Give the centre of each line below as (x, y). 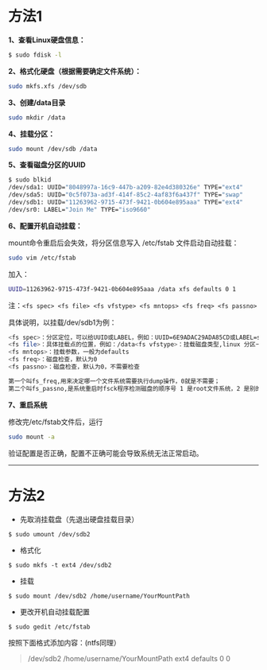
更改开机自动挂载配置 (54, 612)
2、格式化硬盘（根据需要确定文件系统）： (75, 71)
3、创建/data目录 (37, 102)
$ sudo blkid (30, 180)
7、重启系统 (28, 405)
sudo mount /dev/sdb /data (53, 149)
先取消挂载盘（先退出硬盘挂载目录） (79, 519)
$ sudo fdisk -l (35, 55)
